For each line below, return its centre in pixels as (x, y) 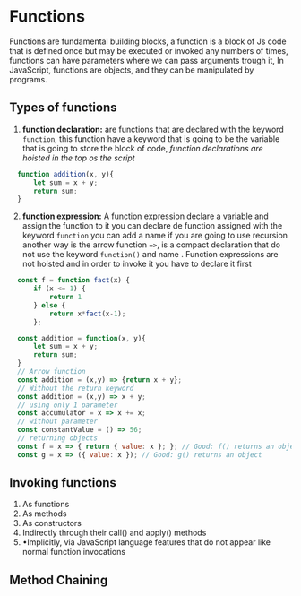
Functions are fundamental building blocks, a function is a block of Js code (148, 41)
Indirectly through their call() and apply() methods (114, 533)
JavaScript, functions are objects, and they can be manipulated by (132, 70)
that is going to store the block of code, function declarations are (142, 148)
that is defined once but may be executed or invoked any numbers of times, (149, 50)
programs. (28, 79)
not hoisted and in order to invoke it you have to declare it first (137, 264)
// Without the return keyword (76, 388)
